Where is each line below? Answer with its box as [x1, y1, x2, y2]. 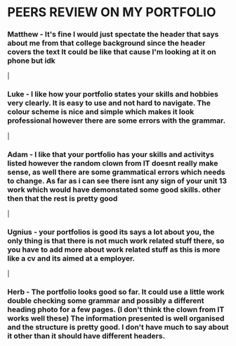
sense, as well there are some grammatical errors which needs [7, 167, 226, 177]
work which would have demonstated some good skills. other [7, 185, 221, 194]
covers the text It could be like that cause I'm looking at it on [7, 47, 216, 57]
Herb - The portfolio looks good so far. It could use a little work [7, 287, 225, 297]
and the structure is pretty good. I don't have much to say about [7, 322, 229, 332]
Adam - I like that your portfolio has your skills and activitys [7, 149, 214, 159]
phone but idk [7, 56, 55, 66]
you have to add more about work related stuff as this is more [7, 245, 221, 254]
